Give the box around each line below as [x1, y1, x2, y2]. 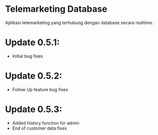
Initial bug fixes [12, 53, 43, 59]
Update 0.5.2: [5, 70, 62, 81]
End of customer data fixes [12, 125, 67, 131]
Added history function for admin [12, 120, 79, 126]
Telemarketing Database [5, 3, 107, 15]
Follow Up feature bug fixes [12, 86, 68, 92]
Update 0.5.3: [5, 104, 62, 115]
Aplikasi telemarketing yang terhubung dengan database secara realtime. [5, 20, 154, 26]
